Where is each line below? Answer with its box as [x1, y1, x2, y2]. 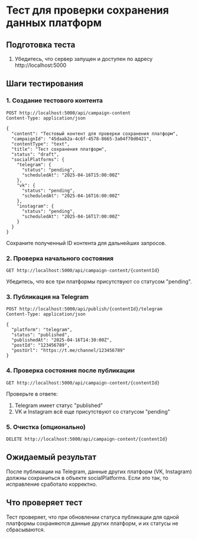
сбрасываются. [6, 526, 46, 533]
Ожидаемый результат [6, 452, 96, 462]
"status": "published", [11, 332, 70, 338]
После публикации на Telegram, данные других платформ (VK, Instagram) [6, 468, 192, 475]
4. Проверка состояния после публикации [6, 366, 135, 375]
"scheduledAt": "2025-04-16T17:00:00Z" [21, 214, 120, 220]
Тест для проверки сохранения [6, 4, 170, 17]
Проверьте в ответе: [6, 390, 58, 397]
